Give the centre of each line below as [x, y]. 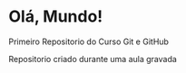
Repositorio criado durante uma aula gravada [93, 59]
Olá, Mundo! [56, 17]
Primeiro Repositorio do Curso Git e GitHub [89, 41]
